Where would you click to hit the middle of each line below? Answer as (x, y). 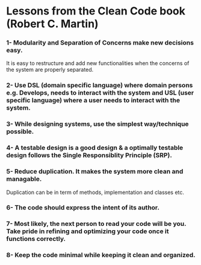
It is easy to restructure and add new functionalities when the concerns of (98, 63)
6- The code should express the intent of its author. (83, 208)
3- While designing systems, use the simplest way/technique (97, 124)
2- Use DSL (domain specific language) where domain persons (100, 86)
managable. (24, 179)
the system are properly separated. (50, 70)
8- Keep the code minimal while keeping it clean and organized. (101, 255)
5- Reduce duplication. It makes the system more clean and (95, 172)
